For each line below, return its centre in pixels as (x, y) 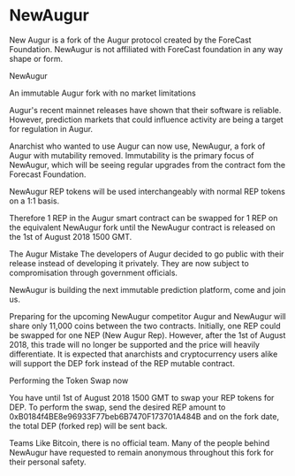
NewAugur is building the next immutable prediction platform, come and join (147, 289)
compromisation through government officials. (94, 273)
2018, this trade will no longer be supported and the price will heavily (135, 344)
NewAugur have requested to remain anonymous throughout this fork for (141, 452)
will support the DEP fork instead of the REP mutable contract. (122, 363)
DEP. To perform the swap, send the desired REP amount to (117, 407)
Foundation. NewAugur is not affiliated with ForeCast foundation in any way (146, 49)
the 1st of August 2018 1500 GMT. (71, 236)
